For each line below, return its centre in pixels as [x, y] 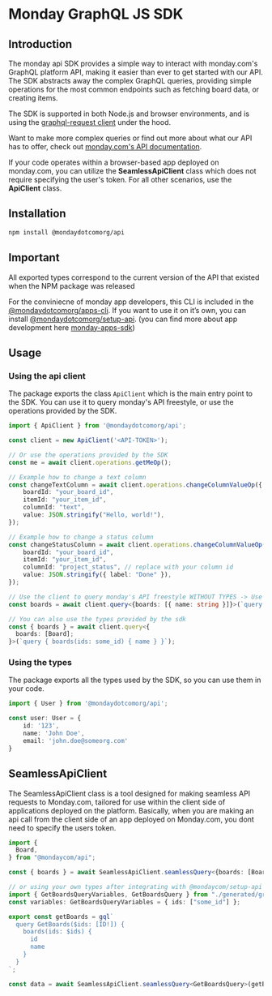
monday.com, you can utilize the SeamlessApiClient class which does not [132, 171]
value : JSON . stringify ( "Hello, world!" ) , [93, 515]
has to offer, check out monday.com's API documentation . [105, 146]
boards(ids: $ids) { [57, 932]
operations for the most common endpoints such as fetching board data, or [134, 89]
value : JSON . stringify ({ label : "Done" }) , [98, 575]
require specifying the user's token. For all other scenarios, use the [120, 180]
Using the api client [47, 376]
